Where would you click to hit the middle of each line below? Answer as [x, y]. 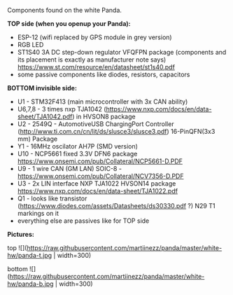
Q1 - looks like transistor [52, 198]
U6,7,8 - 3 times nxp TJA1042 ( [62, 109]
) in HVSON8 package [104, 116]
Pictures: [21, 234]
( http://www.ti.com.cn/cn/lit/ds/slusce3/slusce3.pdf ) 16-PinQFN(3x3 [116, 131]
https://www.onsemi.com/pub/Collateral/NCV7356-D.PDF [100, 176]
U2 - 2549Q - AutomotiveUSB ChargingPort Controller [96, 124]
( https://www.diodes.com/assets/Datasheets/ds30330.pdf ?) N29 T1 [116, 206]
